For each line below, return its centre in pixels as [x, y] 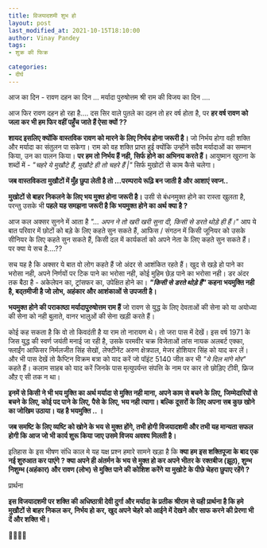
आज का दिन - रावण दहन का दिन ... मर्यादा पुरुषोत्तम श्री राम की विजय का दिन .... [109, 97]
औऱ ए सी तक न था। [35, 377]
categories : [28, 67]
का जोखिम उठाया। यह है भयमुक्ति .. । [56, 410]
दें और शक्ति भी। [29, 519]
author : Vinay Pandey [44, 38]
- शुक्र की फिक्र [28, 53]
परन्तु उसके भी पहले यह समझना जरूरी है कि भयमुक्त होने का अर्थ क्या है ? [98, 205]
